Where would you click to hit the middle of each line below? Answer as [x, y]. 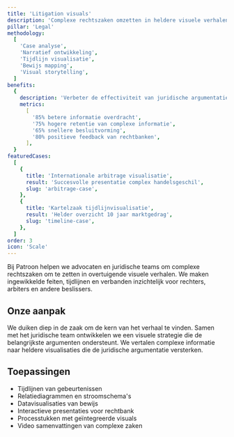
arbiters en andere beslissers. [50, 289]
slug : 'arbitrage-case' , [62, 189]
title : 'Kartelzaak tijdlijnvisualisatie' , [90, 208]
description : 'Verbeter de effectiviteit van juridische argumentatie [124, 98]
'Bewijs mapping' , [46, 66]
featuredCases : [29, 156]
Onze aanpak [37, 311]
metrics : [32, 105]
